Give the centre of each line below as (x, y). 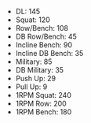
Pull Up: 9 (31, 87)
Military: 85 (34, 61)
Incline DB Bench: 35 (49, 53)
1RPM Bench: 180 (44, 112)
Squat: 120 (33, 20)
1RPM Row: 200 (41, 103)
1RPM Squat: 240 (44, 95)
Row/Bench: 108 (42, 28)
